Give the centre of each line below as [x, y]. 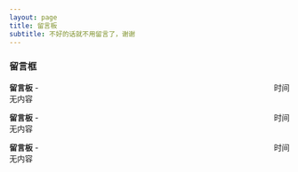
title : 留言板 [33, 26]
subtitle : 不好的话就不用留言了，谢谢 [72, 34]
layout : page [33, 17]
